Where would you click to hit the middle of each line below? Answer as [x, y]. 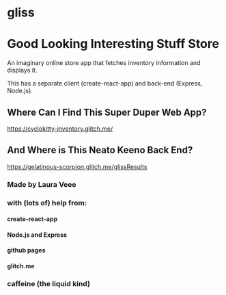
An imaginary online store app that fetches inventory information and [104, 63]
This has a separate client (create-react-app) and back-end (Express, [105, 84]
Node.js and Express [37, 235]
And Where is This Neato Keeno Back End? [100, 150]
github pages [26, 251]
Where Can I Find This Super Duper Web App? [107, 112]
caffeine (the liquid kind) [49, 283]
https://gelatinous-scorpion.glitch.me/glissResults [77, 166]
